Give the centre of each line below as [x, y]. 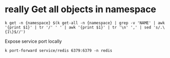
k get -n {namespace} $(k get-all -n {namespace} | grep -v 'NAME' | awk [85, 23]
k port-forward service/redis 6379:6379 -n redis [59, 50]
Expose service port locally [33, 41]
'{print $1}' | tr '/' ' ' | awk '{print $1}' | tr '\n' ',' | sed [78, 27]
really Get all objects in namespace [81, 9]
